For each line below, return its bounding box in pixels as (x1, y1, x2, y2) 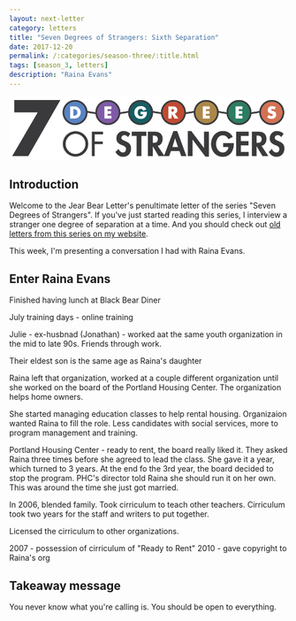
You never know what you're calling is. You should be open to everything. (9, 602, 277, 612)
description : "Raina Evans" (9, 71, 113, 80)
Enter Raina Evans (9, 271, 111, 287)
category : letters (9, 23, 77, 33)
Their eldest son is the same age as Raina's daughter (9, 356, 202, 366)
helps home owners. (9, 392, 84, 402)
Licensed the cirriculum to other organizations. (9, 526, 179, 537)
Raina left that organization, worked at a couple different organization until (9, 372, 279, 384)
